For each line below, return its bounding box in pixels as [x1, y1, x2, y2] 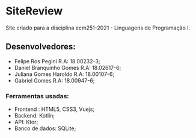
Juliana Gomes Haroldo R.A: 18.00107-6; [14, 71, 115, 78]
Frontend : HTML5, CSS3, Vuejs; [14, 105, 95, 113]
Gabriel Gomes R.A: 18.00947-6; [14, 77, 95, 84]
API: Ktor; [14, 119, 38, 126]
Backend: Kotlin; [14, 112, 55, 119]
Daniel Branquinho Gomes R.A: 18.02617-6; [14, 64, 121, 71]
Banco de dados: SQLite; [14, 125, 76, 132]
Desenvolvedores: [5, 42, 76, 52]
